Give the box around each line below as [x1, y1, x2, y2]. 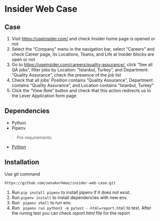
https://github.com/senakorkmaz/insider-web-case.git [4, 181, 116, 185]
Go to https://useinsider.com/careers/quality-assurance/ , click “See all [11, 62, 153, 67]
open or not [11, 57, 35, 62]
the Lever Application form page [11, 93, 76, 99]
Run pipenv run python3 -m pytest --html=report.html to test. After [11, 205, 152, 211]
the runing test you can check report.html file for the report [11, 210, 130, 216]
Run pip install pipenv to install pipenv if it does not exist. [11, 189, 131, 195]
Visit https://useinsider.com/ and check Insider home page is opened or [11, 36, 155, 41]
